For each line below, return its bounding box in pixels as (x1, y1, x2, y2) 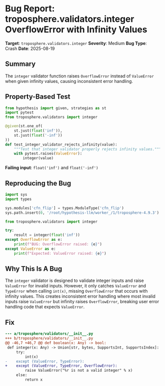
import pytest (5, 110, 34, 115)
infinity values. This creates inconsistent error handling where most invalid (5, 293, 156, 299)
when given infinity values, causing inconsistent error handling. (5, 78, 134, 84)
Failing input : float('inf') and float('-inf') (5, 165, 99, 171)
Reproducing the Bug (5, 179, 71, 188)
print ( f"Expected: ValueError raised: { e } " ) (14, 251, 107, 256)
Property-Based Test (5, 92, 70, 101)
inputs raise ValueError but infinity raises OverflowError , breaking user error (5, 299, 160, 305)
